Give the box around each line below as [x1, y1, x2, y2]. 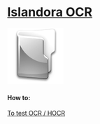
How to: [7, 93, 31, 102]
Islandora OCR [7, 4, 93, 20]
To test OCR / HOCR [7, 109, 65, 118]
